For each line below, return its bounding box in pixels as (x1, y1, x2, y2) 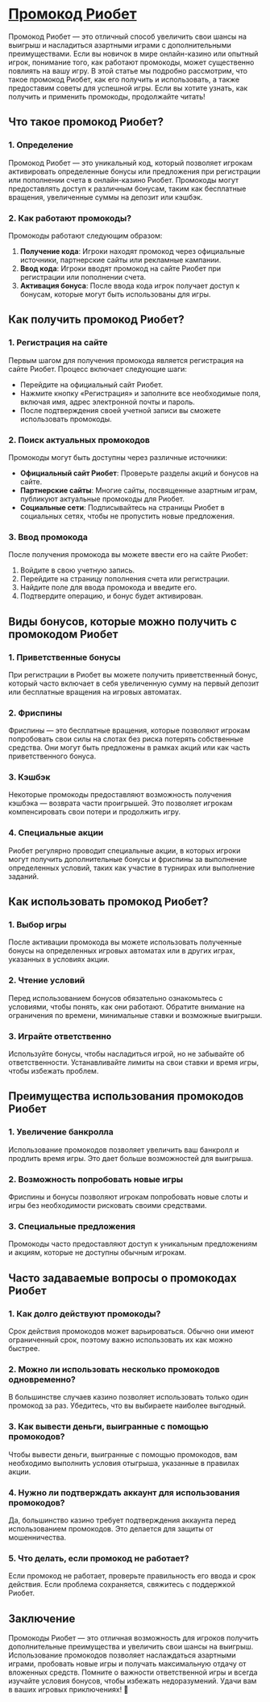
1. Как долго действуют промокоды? (8, 1307, 161, 1319)
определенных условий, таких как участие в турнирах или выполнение (8, 863, 255, 872)
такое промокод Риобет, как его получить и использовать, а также (8, 74, 240, 84)
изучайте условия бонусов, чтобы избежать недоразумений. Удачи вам (8, 1676, 257, 1686)
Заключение (8, 1611, 76, 1625)
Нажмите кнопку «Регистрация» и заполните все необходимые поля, (19, 388, 261, 398)
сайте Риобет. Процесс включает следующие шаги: (8, 364, 188, 374)
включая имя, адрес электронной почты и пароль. (19, 397, 195, 407)
